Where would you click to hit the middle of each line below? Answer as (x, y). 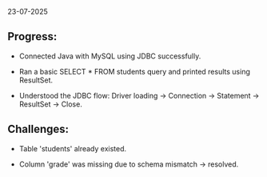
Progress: (32, 36)
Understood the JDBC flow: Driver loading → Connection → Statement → (139, 95)
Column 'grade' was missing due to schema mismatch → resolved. (129, 164)
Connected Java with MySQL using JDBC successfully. (110, 56)
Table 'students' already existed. (73, 148)
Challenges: (38, 129)
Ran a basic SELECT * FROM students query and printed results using (135, 71)
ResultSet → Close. (51, 104)
